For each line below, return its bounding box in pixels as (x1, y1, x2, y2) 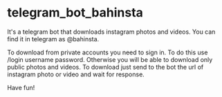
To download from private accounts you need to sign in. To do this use (7, 48, 208, 56)
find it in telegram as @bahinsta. (7, 34, 100, 43)
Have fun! (7, 83, 35, 91)
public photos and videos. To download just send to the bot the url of (7, 63, 204, 71)
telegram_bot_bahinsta (7, 5, 144, 21)
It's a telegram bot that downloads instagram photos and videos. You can (7, 28, 216, 36)
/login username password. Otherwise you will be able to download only (7, 55, 213, 63)
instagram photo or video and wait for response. (7, 70, 145, 78)
